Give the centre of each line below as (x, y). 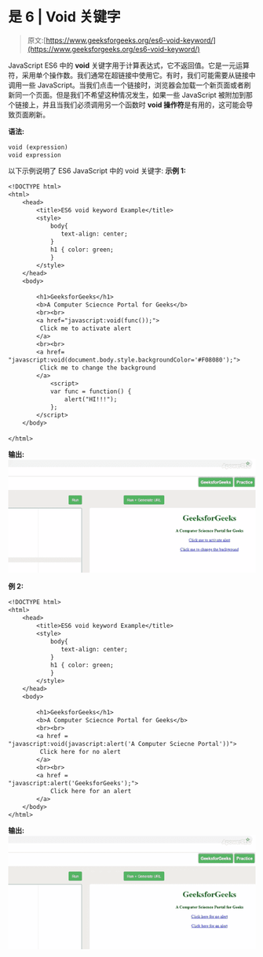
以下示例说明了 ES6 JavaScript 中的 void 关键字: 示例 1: (97, 170)
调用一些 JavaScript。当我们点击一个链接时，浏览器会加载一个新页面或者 (126, 85)
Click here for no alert (80, 752)
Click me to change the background (98, 368)
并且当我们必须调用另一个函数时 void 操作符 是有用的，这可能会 (144, 105)
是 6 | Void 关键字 (64, 17)
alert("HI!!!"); (91, 399)
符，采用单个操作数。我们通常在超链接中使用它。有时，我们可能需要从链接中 (132, 75)
